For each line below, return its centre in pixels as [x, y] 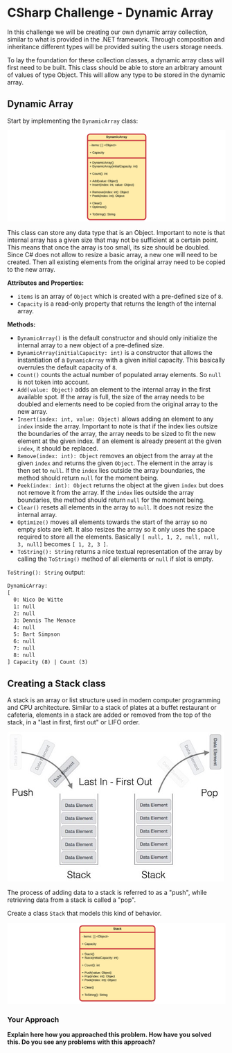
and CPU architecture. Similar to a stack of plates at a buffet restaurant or [112, 708]
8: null [25, 655]
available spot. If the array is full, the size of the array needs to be [111, 397]
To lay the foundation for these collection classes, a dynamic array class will [116, 60]
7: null [25, 649]
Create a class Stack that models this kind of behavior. [84, 914]
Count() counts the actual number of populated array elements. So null [119, 375]
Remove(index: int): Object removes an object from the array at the [115, 456]
